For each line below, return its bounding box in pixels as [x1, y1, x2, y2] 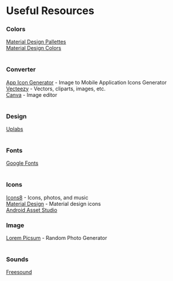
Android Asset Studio [6, 206, 57, 214]
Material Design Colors [6, 45, 62, 52]
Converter [6, 66, 36, 74]
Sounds [6, 255, 29, 263]
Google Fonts [6, 160, 39, 167]
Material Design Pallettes [6, 38, 66, 45]
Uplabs [6, 126, 23, 133]
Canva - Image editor [6, 91, 57, 98]
